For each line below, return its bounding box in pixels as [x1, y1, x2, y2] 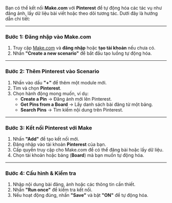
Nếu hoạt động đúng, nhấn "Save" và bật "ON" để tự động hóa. [12, 192, 148, 198]
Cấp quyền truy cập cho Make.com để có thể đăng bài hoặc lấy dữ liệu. [12, 146, 164, 153]
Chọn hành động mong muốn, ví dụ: [12, 90, 89, 97]
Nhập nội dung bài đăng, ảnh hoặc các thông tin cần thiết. [12, 182, 136, 188]
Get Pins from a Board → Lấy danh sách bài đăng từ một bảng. [20, 101, 153, 107]
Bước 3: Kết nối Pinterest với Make [5, 124, 92, 131]
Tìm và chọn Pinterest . [12, 85, 61, 91]
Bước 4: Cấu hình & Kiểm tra [5, 169, 76, 176]
